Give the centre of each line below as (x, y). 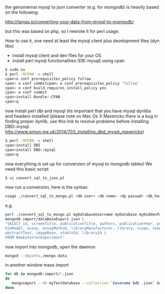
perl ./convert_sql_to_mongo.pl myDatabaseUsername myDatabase (71, 215)
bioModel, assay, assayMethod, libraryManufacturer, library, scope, (78, 228)
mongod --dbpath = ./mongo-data (36, 256)
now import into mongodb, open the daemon (50, 246)
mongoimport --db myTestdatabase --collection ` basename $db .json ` (83, 283)
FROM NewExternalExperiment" (35, 237)
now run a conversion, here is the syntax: (47, 187)
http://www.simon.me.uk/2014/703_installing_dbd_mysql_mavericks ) (75, 132)
